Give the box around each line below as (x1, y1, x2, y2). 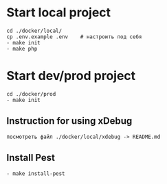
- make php (6, 45, 38, 52)
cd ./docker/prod (6, 90, 56, 97)
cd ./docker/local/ (6, 27, 63, 34)
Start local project (6, 5, 111, 21)
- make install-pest (6, 170, 66, 177)
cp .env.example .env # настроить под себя (6, 33, 142, 40)
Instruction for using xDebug (6, 115, 133, 127)
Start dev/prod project (6, 68, 136, 83)
